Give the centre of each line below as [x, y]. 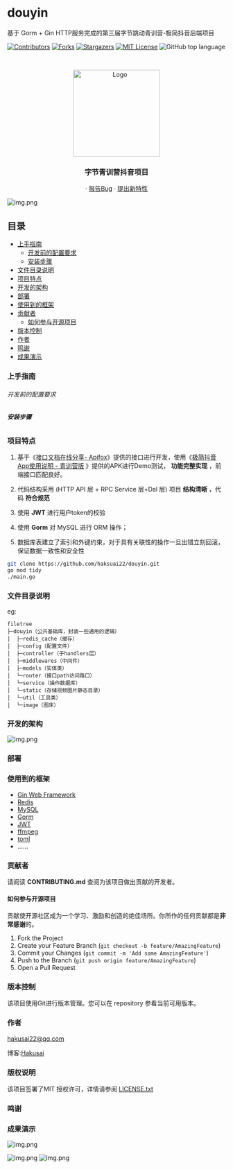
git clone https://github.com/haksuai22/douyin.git [83, 564]
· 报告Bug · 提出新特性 [116, 189]
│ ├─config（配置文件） [40, 646]
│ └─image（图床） [33, 705]
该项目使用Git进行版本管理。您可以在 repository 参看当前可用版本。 [103, 1003]
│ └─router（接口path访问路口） [51, 676]
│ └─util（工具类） [34, 698]
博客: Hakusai [26, 1053]
